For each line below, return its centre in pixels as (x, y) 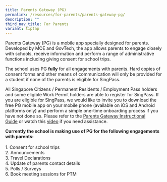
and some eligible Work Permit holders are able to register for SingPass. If (82, 95)
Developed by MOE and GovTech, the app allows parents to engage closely (83, 48)
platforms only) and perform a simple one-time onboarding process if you (82, 111)
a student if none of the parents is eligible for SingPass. (63, 80)
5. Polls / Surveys (23, 169)
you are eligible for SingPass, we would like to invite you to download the (81, 100)
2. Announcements (25, 153)
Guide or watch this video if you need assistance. (57, 122)
